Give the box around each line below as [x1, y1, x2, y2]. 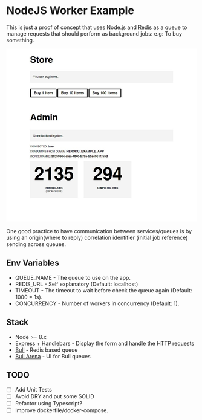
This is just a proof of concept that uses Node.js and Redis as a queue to [6, 24, 187, 31]
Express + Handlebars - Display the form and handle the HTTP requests [15, 340, 195, 347]
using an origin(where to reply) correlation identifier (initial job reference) [6, 234, 188, 241]
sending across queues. [6, 240, 67, 248]
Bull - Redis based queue [15, 346, 78, 354]
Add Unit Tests [15, 386, 53, 393]
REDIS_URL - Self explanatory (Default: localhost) [15, 280, 138, 288]
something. [6, 36, 34, 44]
